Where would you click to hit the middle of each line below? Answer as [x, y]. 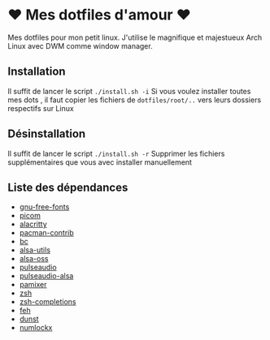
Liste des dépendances [68, 187]
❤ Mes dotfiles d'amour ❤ [100, 15]
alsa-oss [34, 259]
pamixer [33, 285]
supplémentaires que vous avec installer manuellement [100, 162]
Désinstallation [47, 134]
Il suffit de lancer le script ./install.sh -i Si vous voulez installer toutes [129, 91]
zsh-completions [48, 302]
